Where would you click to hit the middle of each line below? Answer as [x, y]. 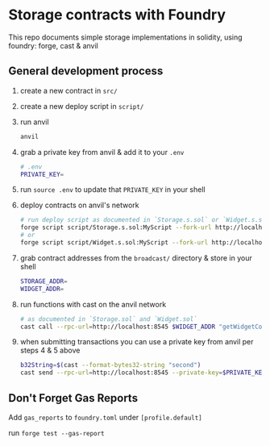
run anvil [35, 122]
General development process [86, 71]
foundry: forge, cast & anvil [53, 45]
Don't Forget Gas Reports [73, 398]
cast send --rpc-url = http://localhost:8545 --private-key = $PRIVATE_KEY [143, 373]
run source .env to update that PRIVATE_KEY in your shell [112, 190]
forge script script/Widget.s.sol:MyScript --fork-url [114, 243]
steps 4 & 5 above [50, 350]
